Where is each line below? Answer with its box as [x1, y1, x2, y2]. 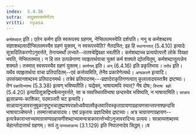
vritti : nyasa [6, 19, 44, 25]
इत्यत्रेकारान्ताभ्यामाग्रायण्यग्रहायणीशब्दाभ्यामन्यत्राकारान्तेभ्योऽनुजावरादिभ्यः [6, 116, 135, 123]
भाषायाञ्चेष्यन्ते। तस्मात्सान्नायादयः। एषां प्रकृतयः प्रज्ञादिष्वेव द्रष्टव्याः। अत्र [6, 108, 138, 116]
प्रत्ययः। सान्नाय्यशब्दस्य [136, 116, 179, 123]
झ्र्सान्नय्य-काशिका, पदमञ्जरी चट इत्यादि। [6, 96, 84, 103]
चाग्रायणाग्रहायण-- [138, 108, 172, 116]
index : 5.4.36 [6, 8, 44, 15]
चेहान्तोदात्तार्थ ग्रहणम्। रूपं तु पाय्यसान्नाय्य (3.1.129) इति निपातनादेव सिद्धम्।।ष [6, 122, 150, 129]
